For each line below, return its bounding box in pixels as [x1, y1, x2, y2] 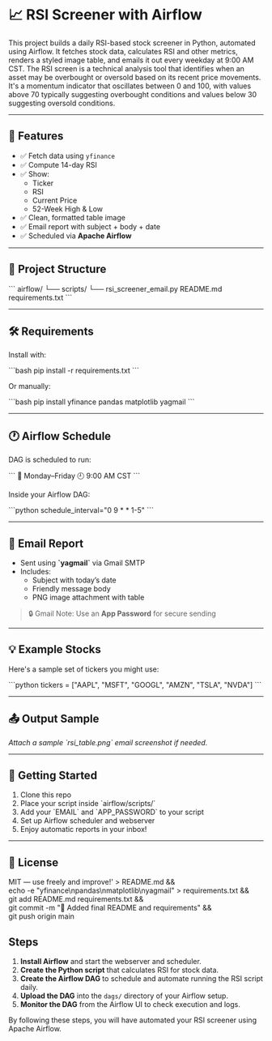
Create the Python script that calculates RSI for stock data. [19, 965, 219, 975]
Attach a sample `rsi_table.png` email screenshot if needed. [8, 737, 208, 747]
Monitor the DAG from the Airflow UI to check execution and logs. [19, 1000, 240, 1009]
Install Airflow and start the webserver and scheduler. [19, 957, 202, 966]
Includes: [19, 567, 51, 576]
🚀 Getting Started [8, 769, 98, 783]
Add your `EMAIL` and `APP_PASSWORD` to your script [19, 807, 205, 817]
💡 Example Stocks [8, 642, 101, 656]
